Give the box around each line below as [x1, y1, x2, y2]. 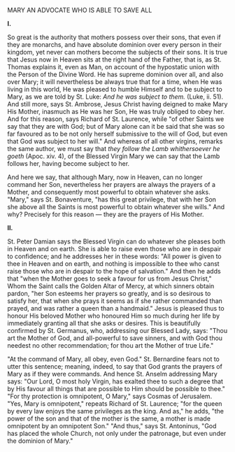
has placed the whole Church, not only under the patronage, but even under [7, 430, 227, 437]
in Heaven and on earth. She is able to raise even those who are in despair [7, 245, 222, 253]
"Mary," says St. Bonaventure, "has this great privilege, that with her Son [7, 195, 217, 204]
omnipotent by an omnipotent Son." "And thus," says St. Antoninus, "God [7, 422, 217, 430]
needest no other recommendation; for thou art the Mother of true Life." [7, 341, 214, 349]
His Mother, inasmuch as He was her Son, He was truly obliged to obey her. [7, 108, 225, 115]
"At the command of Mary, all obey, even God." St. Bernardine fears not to [7, 355, 220, 363]
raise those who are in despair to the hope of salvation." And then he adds [7, 267, 222, 275]
